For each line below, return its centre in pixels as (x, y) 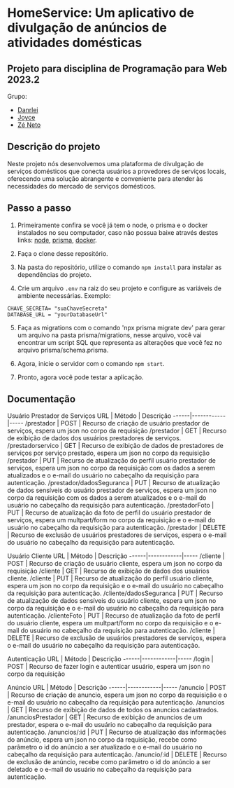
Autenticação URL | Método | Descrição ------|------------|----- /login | (110, 659)
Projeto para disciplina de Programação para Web (117, 68)
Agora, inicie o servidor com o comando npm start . (91, 363)
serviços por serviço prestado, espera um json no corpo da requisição (109, 453)
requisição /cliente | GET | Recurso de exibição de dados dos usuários (108, 571)
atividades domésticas (75, 43)
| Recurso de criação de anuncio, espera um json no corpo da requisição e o (117, 695)
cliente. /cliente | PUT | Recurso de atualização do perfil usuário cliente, (111, 578)
